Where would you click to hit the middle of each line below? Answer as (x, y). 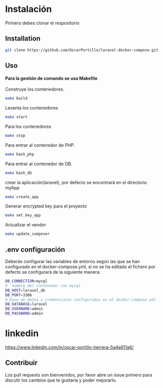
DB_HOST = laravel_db (25, 290)
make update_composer (27, 234)
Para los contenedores (28, 126)
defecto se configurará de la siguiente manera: (53, 272)
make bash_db (19, 173)
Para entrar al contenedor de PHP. (40, 145)
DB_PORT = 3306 (19, 295)
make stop (15, 135)
